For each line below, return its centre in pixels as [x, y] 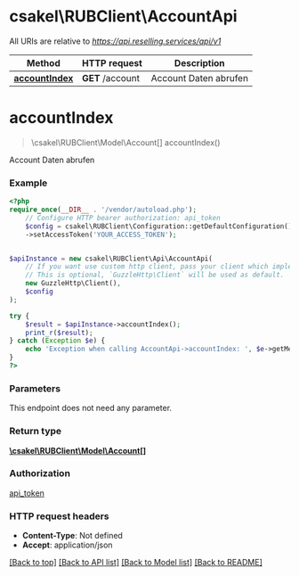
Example [28, 183]
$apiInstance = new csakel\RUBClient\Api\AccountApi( [111, 259]
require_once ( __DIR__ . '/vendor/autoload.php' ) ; [103, 210]
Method [43, 62]
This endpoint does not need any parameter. [90, 408]
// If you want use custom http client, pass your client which [147, 267]
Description [199, 62]
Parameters [35, 388]
